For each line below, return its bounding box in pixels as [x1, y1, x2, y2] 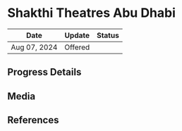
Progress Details [7, 66, 82, 78]
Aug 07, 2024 [11, 42, 58, 52]
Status [96, 30, 120, 40]
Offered [64, 42, 90, 52]
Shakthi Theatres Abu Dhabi [7, 5, 176, 21]
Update [64, 30, 90, 40]
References [7, 114, 59, 126]
